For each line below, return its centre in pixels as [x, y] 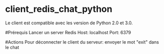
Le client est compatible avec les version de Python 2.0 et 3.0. [69, 23]
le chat [12, 47]
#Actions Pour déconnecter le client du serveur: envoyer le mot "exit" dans [82, 42]
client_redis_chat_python [59, 9]
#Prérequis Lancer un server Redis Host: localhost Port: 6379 [68, 32]
